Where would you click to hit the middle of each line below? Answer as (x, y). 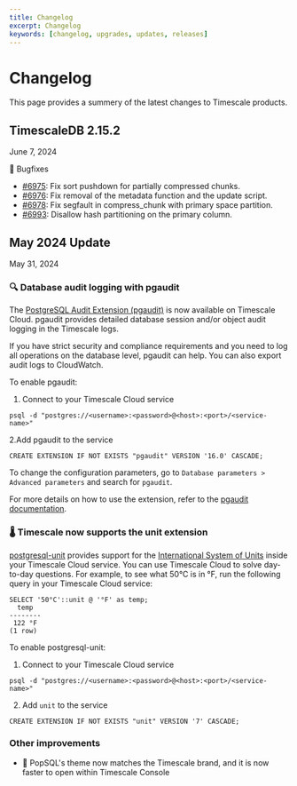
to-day (21, 574)
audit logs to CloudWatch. (56, 365)
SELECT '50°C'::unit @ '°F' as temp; (79, 599)
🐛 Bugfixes (29, 169)
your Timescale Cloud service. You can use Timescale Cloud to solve (136, 564)
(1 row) (23, 631)
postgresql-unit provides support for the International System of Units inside (148, 555)
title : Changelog (41, 17)
